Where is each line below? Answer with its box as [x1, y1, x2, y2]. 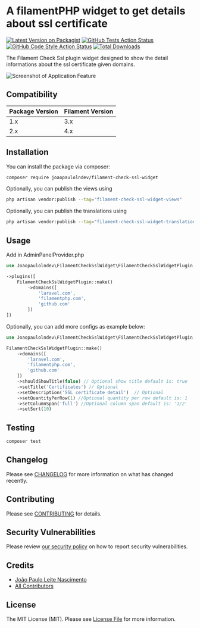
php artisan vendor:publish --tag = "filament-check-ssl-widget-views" [6, 196, 183, 203]
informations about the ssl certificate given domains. [6, 61, 135, 68]
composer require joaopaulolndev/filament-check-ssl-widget [6, 174, 159, 180]
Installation [6, 147, 49, 157]
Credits [6, 560, 35, 570]
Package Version [9, 107, 58, 115]
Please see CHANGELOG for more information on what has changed [6, 470, 174, 477]
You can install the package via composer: [6, 163, 110, 170]
